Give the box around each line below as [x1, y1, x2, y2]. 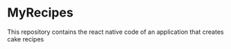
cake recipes [7, 35, 44, 43]
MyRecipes [7, 5, 74, 21]
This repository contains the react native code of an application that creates [7, 28, 224, 36]
